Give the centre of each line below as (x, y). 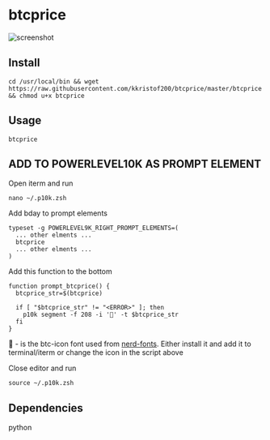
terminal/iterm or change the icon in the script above (96, 352)
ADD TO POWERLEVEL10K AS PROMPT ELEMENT (135, 164)
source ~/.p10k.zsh (41, 383)
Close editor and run (42, 368)
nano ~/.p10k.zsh (38, 199)
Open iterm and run (41, 183)
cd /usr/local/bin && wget (54, 81)
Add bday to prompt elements (58, 213)
